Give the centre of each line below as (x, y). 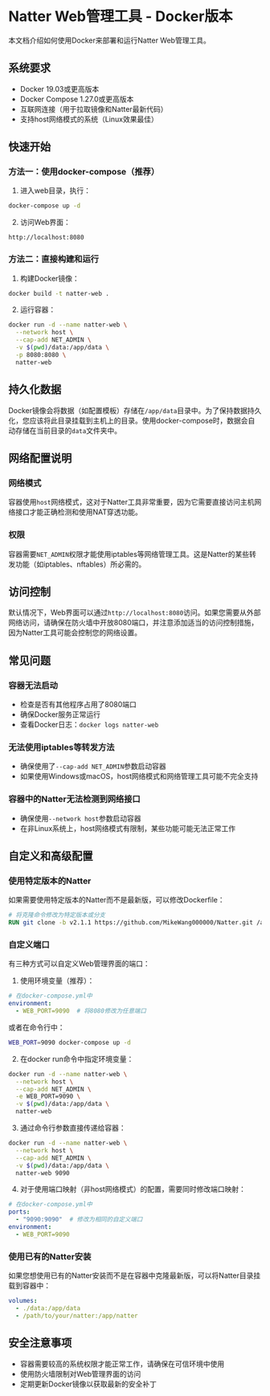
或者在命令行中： (37, 1027)
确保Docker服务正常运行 (60, 714)
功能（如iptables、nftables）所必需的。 (80, 564)
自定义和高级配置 (51, 856)
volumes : (23, 1301)
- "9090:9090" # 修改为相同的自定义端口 (79, 1220)
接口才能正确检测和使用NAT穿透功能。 (79, 512)
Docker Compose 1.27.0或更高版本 (77, 99)
